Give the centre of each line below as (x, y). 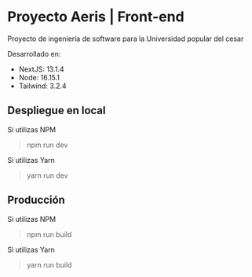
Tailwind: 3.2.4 (43, 86)
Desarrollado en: (34, 54)
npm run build (49, 234)
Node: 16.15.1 (39, 77)
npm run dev (47, 145)
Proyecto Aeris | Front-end (96, 17)
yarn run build (49, 264)
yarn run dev (47, 175)
